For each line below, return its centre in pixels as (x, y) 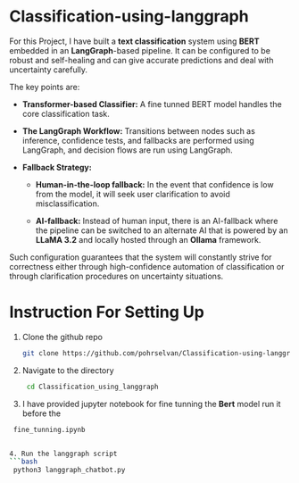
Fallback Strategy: (57, 167)
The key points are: (45, 87)
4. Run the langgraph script (63, 454)
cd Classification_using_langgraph (92, 387)
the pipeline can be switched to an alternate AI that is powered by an (162, 230)
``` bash (24, 462)
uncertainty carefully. (48, 70)
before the (41, 413)
